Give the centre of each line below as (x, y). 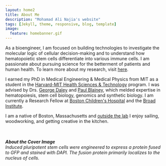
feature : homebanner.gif (36, 33)
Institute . (14, 106)
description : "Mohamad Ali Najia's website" (53, 19)
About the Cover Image (30, 142)
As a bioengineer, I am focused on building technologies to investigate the (82, 48)
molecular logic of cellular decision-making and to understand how (75, 53)
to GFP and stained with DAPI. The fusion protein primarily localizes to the (83, 153)
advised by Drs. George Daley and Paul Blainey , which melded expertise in (83, 90)
